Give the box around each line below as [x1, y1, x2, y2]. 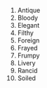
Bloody [17, 13, 39, 22]
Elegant [17, 21, 40, 29]
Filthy [17, 28, 34, 37]
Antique [17, 6, 41, 14]
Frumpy [17, 51, 40, 60]
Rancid [17, 67, 38, 75]
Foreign [17, 36, 40, 45]
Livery [17, 59, 36, 67]
